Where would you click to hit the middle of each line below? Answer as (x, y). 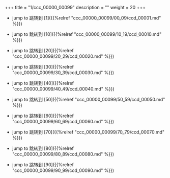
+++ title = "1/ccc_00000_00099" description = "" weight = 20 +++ (75, 7)
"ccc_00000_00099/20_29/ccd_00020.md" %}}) (63, 56)
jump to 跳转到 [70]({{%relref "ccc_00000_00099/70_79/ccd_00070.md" (88, 132)
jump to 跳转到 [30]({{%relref (43, 67)
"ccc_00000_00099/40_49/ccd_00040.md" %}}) (63, 89)
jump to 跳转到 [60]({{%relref (43, 116)
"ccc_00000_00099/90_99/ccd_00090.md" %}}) (63, 170)
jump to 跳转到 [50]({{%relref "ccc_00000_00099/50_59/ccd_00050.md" (89, 99)
